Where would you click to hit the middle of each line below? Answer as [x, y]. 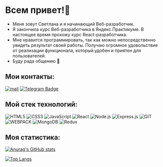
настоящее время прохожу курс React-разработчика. [70, 34]
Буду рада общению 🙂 [36, 61]
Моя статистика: [33, 137]
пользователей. [29, 56]
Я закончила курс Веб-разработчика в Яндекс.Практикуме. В [78, 29]
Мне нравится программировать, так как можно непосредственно [84, 40]
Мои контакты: [30, 77]
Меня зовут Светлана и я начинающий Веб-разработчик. [73, 24]
